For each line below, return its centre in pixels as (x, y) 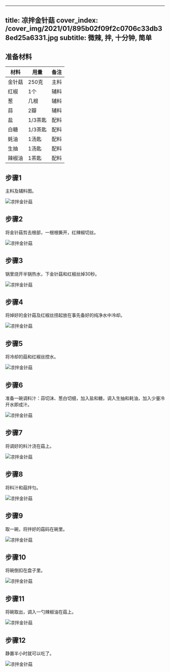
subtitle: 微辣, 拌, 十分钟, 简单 (106, 38)
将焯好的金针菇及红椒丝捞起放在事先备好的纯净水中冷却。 (65, 315)
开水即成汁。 (18, 405)
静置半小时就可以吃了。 (30, 653)
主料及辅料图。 (21, 191)
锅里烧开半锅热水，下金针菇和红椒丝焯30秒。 (52, 274)
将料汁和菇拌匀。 (23, 487)
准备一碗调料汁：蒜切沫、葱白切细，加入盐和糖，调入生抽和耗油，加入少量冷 (85, 398)
